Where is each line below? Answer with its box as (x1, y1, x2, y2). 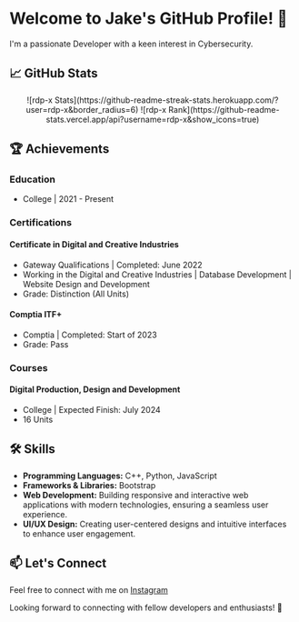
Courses (9, 361, 48, 374)
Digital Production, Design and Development (9, 384, 181, 395)
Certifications (9, 216, 73, 229)
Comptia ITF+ (9, 309, 62, 320)
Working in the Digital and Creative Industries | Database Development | (22, 268, 293, 280)
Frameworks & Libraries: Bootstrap (22, 479, 156, 490)
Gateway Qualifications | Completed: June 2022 (22, 259, 203, 270)
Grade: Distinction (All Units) (22, 288, 130, 299)
